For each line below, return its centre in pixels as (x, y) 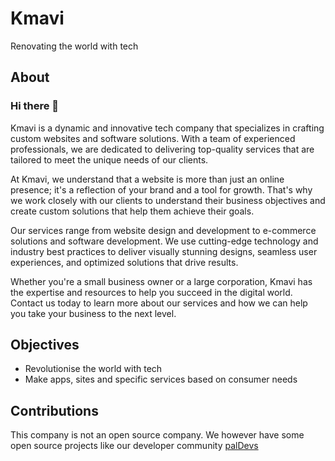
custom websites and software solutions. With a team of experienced (153, 138)
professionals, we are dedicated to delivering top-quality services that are (162, 149)
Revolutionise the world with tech (93, 369)
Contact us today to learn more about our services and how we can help (159, 303)
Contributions (54, 410)
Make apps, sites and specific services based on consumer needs (161, 379)
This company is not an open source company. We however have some (157, 435)
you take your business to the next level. (93, 313)
